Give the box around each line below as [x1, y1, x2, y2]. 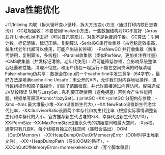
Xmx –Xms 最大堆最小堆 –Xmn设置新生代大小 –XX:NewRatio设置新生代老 [5, 101, 152, 107]
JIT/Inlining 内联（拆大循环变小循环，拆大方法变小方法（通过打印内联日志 [5, 22, 154, 27]
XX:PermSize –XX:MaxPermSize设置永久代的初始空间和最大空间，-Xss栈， [5, 120, 157, 126]
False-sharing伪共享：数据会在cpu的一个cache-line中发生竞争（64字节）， [5, 71, 156, 77]
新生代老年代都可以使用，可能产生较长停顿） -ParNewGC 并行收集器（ [5, 46, 148, 52]
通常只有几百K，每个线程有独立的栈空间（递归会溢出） [5, 126, 116, 131]
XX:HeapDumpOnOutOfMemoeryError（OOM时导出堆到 [46, 132, 160, 138]
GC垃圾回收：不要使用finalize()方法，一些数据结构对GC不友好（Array [17, 27, 158, 33]
